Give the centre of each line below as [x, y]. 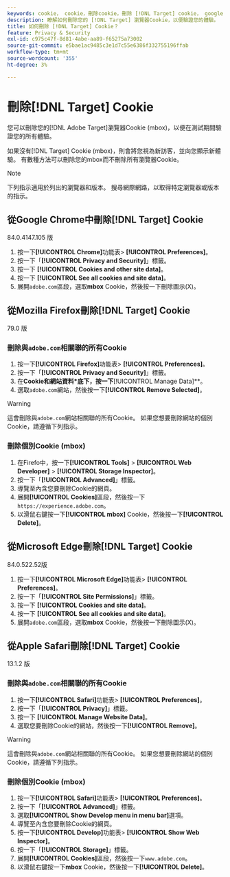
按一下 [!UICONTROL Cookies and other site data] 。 [92, 269]
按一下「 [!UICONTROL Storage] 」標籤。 [74, 849]
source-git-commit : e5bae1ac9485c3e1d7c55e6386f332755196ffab [98, 45]
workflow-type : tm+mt [38, 52]
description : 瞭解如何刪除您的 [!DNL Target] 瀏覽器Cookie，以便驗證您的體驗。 [113, 20]
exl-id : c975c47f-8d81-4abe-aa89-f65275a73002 [75, 39]
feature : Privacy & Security [49, 33]
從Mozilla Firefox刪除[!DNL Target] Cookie [99, 310]
